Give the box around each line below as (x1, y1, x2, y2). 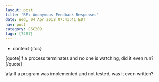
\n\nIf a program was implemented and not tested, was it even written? (5, 71, 154, 77)
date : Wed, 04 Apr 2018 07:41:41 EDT (5, 17, 86, 22)
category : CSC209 (5, 27, 42, 32)
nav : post (5, 22, 26, 27)
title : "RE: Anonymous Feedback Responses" (5, 12, 99, 17)
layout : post (5, 7, 33, 13)
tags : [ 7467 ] (5, 31, 33, 36)
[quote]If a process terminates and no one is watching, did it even (5, 55, 144, 61)
